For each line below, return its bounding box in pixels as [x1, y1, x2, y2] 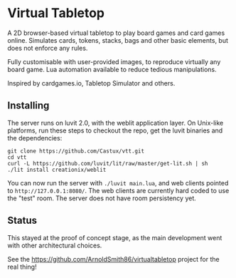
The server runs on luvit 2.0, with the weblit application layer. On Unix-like [7, 118, 224, 127]
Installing [7, 100, 50, 112]
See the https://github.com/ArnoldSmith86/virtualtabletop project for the [7, 254, 220, 263]
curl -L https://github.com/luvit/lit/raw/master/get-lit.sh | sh [7, 160, 208, 167]
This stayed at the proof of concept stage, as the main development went [7, 233, 222, 242]
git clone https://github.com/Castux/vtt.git [7, 148, 144, 155]
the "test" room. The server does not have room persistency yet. [7, 194, 197, 202]
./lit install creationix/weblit [7, 166, 107, 173]
